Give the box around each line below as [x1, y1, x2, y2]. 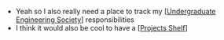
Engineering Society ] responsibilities [15, 15, 135, 24]
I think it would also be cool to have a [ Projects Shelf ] [15, 24, 189, 32]
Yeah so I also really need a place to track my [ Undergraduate [15, 7, 216, 16]
